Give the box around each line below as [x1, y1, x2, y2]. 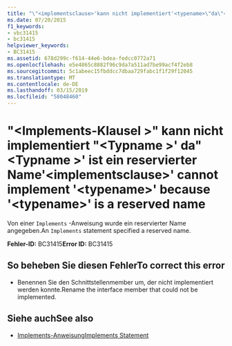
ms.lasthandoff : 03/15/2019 [7, 87, 88, 94]
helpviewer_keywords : [7, 42, 70, 49]
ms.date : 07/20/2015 [7, 17, 67, 23]
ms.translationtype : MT [7, 74, 76, 81]
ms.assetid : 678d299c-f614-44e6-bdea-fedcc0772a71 [7, 55, 156, 62]
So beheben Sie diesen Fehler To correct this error [7, 260, 225, 272]
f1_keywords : [7, 23, 45, 30]
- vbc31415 [7, 29, 39, 37]
